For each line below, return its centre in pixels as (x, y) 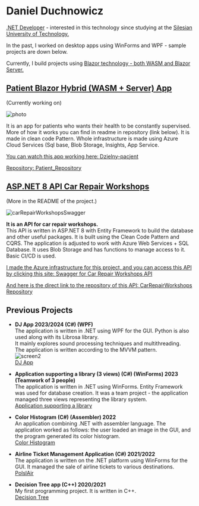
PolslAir (24, 473)
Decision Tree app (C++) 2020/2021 (60, 485)
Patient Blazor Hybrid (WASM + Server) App (89, 89)
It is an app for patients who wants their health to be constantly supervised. (99, 126)
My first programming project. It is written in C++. (75, 491)
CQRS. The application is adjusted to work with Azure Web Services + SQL (97, 243)
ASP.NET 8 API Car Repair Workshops (78, 187)
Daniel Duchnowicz (55, 11)
